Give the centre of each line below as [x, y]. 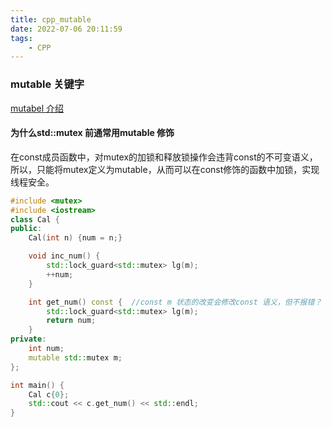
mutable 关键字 [47, 84]
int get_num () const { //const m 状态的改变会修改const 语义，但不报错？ [175, 302]
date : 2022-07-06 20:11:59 [66, 29]
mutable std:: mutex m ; [75, 357]
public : [26, 229]
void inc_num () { [64, 256]
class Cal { [35, 219]
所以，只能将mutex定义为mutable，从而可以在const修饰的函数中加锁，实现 [165, 169]
